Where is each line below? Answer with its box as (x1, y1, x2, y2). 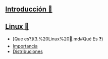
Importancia (12, 43, 38, 49)
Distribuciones (12, 48, 43, 54)
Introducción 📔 (5, 5, 52, 14)
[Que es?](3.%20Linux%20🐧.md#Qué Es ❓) (12, 36, 103, 42)
